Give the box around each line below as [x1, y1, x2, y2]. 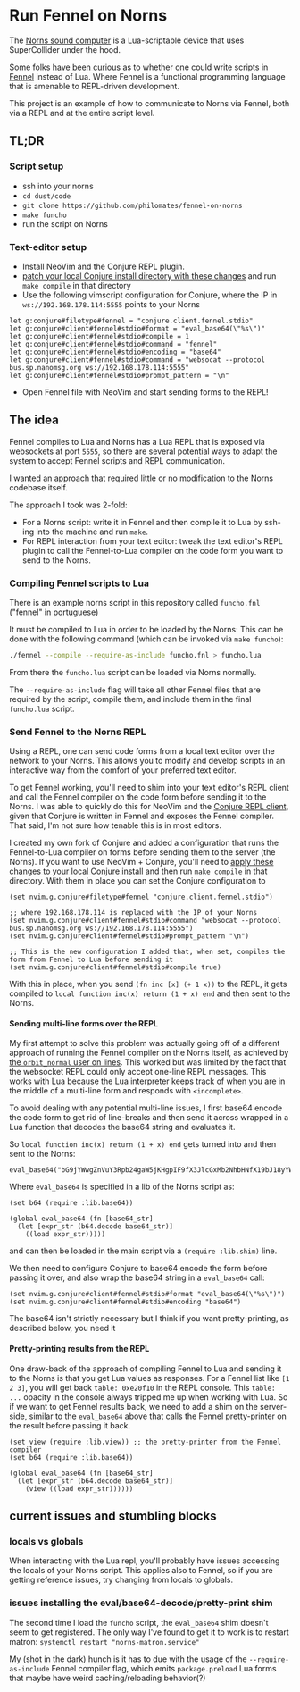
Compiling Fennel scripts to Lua [9, 577, 150, 590]
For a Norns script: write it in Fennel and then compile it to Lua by [21, 516, 263, 527]
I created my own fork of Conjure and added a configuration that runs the [9, 837, 279, 849]
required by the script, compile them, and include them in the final [9, 693, 252, 704]
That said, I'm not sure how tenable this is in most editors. [9, 820, 221, 831]
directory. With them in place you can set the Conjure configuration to [9, 875, 266, 886]
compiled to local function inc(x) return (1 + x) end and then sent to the [9, 988, 291, 999]
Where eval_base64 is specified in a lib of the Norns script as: [9, 1181, 235, 1193]
